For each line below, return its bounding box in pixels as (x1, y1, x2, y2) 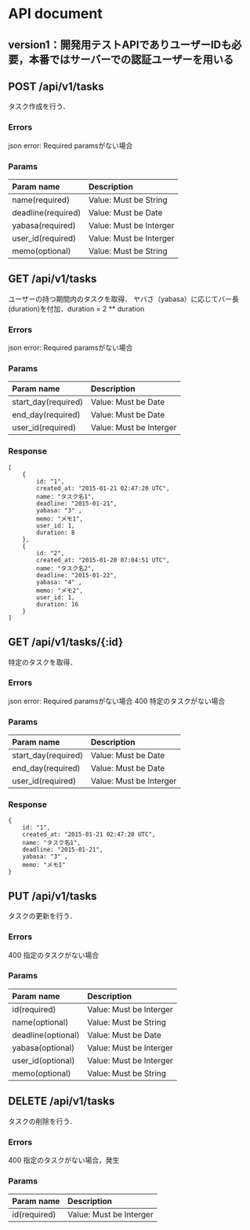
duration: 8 (36, 528, 76, 536)
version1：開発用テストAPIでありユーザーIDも (8, 38, 232, 51)
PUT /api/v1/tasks (8, 889, 97, 903)
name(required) (12, 194, 71, 205)
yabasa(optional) (12, 1042, 75, 1053)
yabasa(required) (12, 219, 76, 230)
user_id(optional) (12, 1055, 75, 1066)
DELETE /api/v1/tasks (8, 1095, 115, 1108)
